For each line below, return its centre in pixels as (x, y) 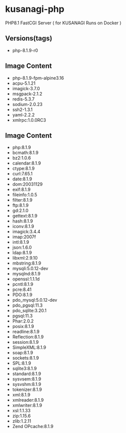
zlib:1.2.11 (22, 421)
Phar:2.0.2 (23, 321)
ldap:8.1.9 (22, 253)
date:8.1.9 (22, 179)
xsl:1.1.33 (21, 411)
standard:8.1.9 (27, 374)
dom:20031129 (28, 184)
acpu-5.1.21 (24, 83)
